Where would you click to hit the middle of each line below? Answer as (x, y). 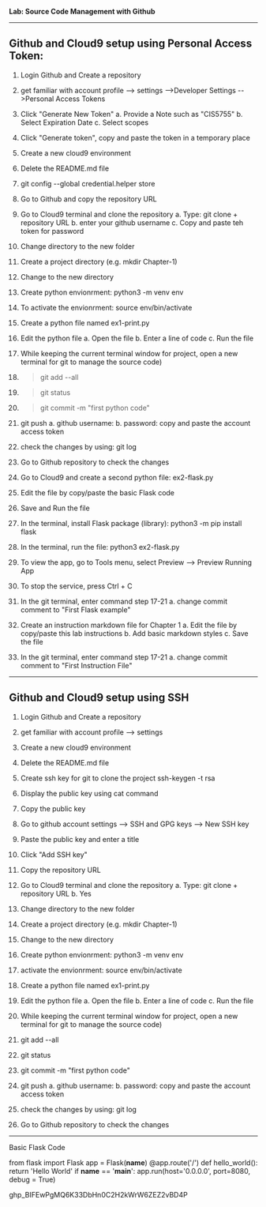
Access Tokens (81, 99)
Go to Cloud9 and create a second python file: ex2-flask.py (117, 477)
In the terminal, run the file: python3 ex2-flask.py (100, 547)
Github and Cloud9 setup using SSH (99, 698)
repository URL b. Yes (56, 893)
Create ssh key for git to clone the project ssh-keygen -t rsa (118, 778)
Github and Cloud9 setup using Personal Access (131, 44)
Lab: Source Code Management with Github (82, 11)
